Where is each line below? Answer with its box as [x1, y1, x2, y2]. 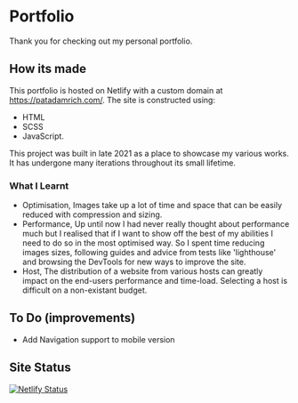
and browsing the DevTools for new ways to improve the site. [21, 256, 246, 268]
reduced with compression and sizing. [21, 209, 163, 220]
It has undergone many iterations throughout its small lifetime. [9, 157, 236, 168]
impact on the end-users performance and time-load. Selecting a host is [21, 276, 287, 286]
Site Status [9, 360, 71, 375]
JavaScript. [21, 131, 65, 141]
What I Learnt [9, 180, 69, 192]
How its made [9, 61, 87, 77]
